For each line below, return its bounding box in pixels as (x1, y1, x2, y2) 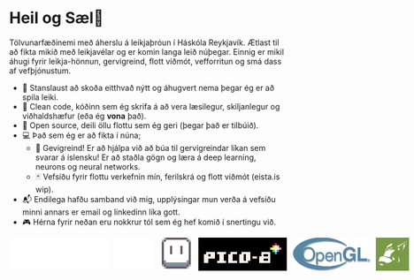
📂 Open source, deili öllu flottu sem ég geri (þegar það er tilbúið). (21, 119, 259, 131)
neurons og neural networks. (34, 161, 141, 171)
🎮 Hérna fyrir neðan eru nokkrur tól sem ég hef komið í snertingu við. (21, 216, 277, 227)
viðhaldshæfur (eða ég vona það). (21, 110, 147, 121)
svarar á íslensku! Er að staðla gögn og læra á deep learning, (34, 152, 257, 163)
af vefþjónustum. (9, 65, 72, 76)
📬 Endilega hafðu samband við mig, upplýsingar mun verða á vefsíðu (21, 193, 276, 204)
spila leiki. (21, 92, 59, 102)
